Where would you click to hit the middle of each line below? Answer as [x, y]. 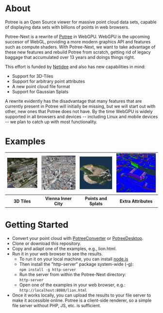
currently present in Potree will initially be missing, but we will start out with [80, 106]
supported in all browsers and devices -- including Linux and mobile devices [81, 116]
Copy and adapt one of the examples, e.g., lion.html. [64, 248]
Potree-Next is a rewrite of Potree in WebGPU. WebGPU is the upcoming [78, 37]
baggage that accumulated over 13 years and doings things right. [70, 57]
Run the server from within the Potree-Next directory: [73, 274]
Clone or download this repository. [47, 243]
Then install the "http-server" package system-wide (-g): [76, 264]
